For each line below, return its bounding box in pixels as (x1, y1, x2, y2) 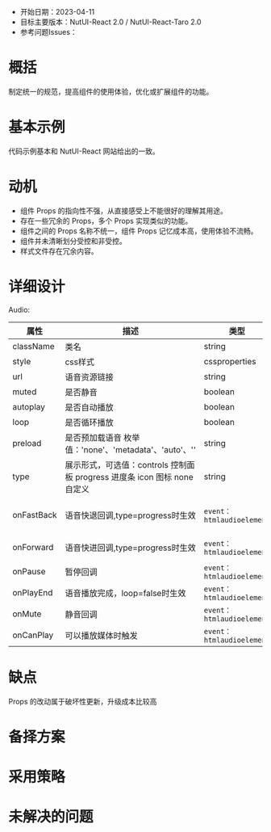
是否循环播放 (65, 417, 115, 428)
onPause (12, 565, 46, 577)
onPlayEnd (12, 586, 53, 598)
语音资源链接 (65, 371, 115, 382)
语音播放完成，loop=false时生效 (65, 587, 186, 599)
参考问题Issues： (19, 27, 78, 36)
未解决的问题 (8, 808, 94, 826)
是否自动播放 (65, 401, 115, 413)
